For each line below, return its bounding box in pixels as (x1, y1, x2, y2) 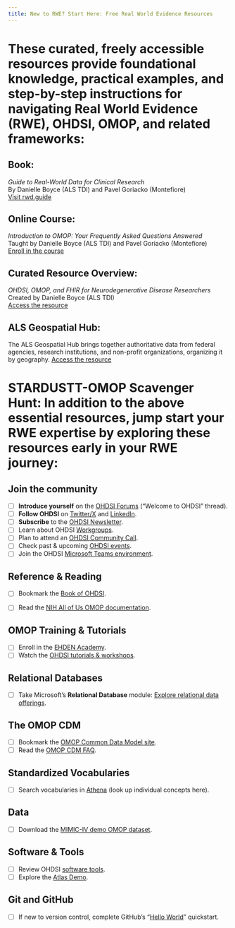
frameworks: (8, 131, 85, 147)
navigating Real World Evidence (8, 100, 198, 117)
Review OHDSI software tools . (18, 864, 106, 873)
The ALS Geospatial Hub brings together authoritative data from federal (8, 340, 215, 349)
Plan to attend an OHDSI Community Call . (18, 534, 139, 542)
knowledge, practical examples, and (8, 71, 224, 87)
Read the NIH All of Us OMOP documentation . (18, 603, 151, 612)
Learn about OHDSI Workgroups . (18, 525, 114, 534)
